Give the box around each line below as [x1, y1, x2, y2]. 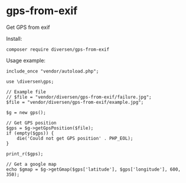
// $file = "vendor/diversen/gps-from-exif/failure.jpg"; [6, 94, 152, 100]
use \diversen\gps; [6, 79, 54, 84]
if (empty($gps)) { [6, 130, 54, 136]
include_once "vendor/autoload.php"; [6, 68, 99, 74]
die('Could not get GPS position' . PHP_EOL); [17, 135, 133, 141]
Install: [6, 35, 22, 42]
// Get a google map [6, 161, 57, 167]
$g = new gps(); [6, 109, 46, 116]
